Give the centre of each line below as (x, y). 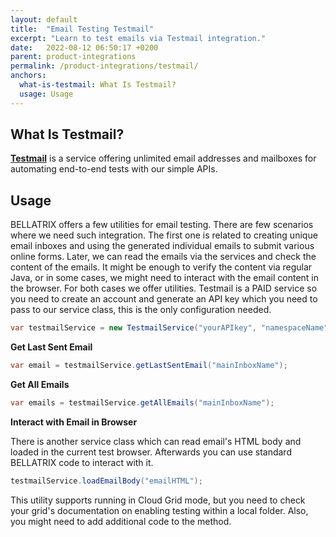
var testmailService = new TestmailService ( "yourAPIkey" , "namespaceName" (169, 328)
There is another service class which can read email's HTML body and (156, 441)
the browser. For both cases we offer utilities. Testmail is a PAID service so (164, 288)
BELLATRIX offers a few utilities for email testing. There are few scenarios (162, 225)
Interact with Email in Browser (74, 422)
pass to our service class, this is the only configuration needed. (141, 310)
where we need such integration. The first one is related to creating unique (164, 235)
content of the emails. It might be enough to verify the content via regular (161, 267)
